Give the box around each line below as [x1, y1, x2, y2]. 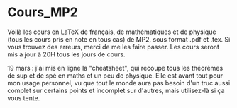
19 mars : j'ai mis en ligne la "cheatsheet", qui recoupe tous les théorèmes [7, 64, 224, 72]
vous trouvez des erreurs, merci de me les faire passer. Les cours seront [7, 42, 220, 51]
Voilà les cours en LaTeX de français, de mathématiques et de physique [7, 28, 216, 36]
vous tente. [7, 93, 40, 102]
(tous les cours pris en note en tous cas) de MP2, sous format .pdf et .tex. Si [7, 35, 231, 43]
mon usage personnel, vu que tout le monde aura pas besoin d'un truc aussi [7, 78, 231, 87]
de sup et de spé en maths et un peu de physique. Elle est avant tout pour [7, 71, 224, 80]
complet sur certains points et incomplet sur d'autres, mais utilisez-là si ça [7, 86, 225, 95]
